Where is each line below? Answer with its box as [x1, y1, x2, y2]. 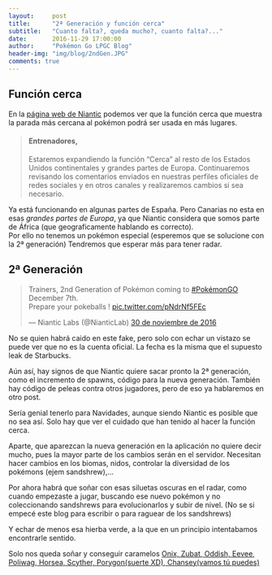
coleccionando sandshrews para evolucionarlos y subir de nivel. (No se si [8, 499, 255, 509]
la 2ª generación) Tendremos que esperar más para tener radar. [8, 239, 222, 249]
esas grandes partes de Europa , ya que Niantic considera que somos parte [8, 213, 260, 223]
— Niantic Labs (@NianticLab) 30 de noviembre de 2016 [28, 317, 217, 327]
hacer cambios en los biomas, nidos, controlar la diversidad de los [8, 458, 230, 468]
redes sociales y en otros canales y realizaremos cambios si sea [28, 180, 244, 189]
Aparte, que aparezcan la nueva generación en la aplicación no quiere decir [8, 441, 262, 451]
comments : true [8, 58, 60, 66]
